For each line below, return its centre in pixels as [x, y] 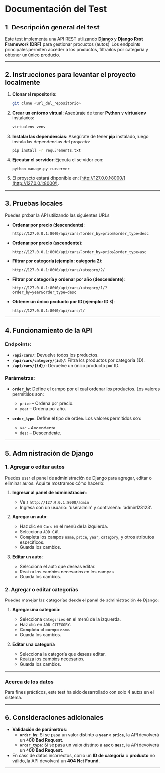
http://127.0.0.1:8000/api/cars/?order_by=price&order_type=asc [79, 252]
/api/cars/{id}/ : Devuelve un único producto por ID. [66, 365]
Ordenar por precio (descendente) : [48, 225]
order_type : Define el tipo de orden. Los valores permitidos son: [77, 418]
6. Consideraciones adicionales [55, 718]
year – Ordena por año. [43, 409]
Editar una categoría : [34, 644]
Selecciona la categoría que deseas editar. [63, 654]
